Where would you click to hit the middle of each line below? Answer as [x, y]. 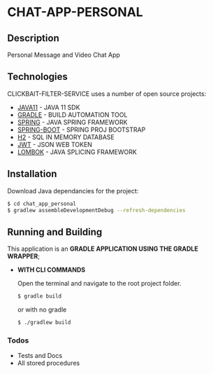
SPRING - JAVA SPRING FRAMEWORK [72, 122]
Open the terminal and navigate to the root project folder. [99, 284]
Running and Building [55, 232]
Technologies [38, 77]
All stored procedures [49, 363]
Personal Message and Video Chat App [64, 55]
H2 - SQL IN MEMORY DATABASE [66, 137]
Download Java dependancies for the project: [73, 191]
